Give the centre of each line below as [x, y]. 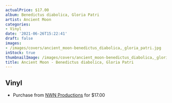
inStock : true [20, 53]
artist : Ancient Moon [28, 19]
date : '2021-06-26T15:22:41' [36, 34]
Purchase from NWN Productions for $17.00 [59, 95]
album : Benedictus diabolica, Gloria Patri [52, 15]
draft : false [19, 39]
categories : [18, 24]
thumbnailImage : [23, 57]
